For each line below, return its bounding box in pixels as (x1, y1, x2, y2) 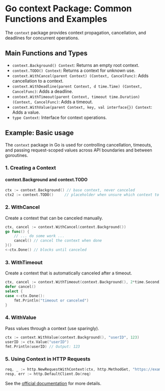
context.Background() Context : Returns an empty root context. (12, 62, 139, 68)
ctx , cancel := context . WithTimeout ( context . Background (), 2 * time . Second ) (5, 280, 162, 285)
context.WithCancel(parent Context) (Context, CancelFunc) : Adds (12, 72, 149, 79)
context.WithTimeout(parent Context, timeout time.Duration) (12, 94, 140, 99)
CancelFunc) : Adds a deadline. (12, 88, 73, 94)
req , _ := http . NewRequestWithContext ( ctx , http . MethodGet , (5, 367, 131, 372)
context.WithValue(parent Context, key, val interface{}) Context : (12, 104, 152, 110)
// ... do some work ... (14, 234, 65, 239)
